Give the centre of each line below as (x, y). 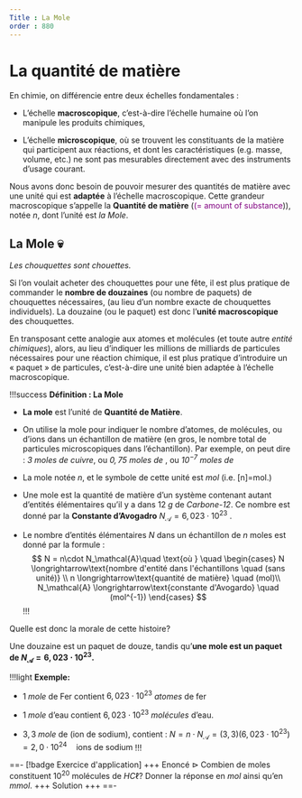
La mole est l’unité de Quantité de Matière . (102, 413)
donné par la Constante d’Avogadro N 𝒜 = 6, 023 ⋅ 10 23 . (127, 516)
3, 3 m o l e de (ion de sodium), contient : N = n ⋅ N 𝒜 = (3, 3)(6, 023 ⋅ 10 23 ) (156, 734)
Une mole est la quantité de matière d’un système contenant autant (147, 495)
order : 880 (32, 26)
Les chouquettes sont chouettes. (70, 265)
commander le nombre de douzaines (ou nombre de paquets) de (131, 292)
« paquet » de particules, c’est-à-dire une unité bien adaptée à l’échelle (142, 367)
